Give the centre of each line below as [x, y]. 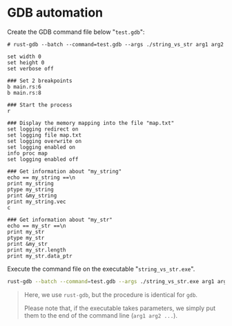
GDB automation [55, 13]
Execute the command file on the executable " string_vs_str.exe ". [101, 269]
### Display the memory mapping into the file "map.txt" [91, 123]
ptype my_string [30, 189]
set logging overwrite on [44, 141]
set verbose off [30, 68]
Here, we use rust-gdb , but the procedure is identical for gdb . [111, 294]
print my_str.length [37, 250]
